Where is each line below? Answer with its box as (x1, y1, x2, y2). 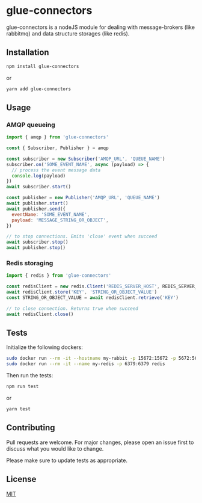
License (6, 474, 37, 484)
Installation (6, 48, 49, 58)
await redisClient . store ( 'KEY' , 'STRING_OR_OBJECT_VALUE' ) (6, 289, 158, 295)
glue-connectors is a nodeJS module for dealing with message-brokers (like (6, 23, 195, 31)
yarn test (6, 406, 31, 412)
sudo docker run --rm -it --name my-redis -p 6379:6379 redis (6, 361, 165, 367)
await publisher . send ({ (6, 206, 66, 212)
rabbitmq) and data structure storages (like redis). (6, 29, 130, 37)
